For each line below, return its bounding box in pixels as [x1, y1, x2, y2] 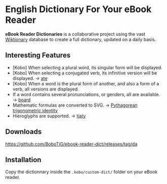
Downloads [5, 127, 42, 136]
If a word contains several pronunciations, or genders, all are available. [12, 91, 160, 97]
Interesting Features [5, 51, 71, 60]
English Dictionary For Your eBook [5, 4, 152, 15]
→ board [12, 97, 31, 103]
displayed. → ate [12, 75, 48, 81]
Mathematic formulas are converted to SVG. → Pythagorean [12, 102, 138, 108]
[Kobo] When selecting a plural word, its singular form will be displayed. [12, 64, 163, 70]
